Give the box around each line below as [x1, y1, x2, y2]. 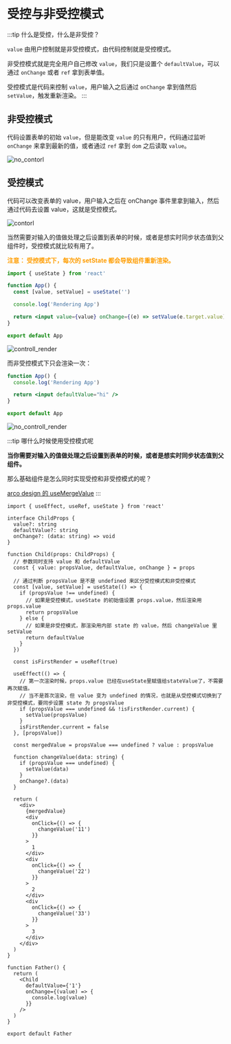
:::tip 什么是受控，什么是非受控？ [7, 30, 100, 38]
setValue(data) [25, 766, 69, 773]
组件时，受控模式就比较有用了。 [7, 241, 98, 249]
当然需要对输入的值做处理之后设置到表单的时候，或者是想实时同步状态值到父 [7, 233, 224, 241]
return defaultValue [25, 634, 85, 641]
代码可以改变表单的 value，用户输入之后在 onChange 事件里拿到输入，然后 [7, 197, 220, 205]
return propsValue [25, 609, 78, 616]
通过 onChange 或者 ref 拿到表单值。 [7, 68, 109, 76]
